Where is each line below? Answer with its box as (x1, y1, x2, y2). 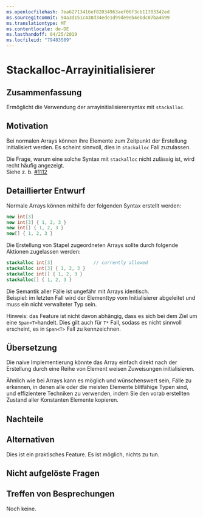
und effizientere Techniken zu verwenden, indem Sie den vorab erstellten (6, 390, 190, 397)
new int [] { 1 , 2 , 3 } (6, 225, 64, 231)
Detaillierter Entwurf (6, 186, 86, 196)
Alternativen (6, 434, 55, 445)
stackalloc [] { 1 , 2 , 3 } (6, 277, 72, 283)
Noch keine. (6, 505, 36, 512)
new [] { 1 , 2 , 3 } (6, 231, 53, 237)
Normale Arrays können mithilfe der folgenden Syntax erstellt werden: (6, 201, 182, 209)
